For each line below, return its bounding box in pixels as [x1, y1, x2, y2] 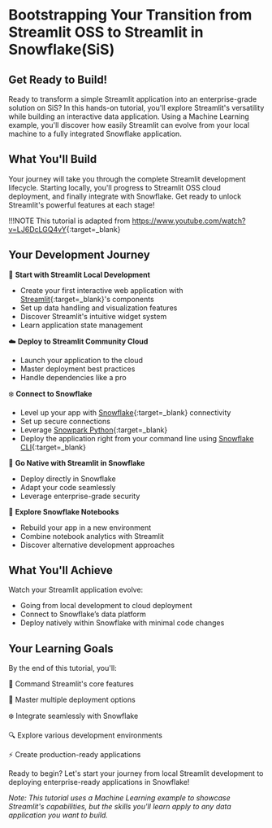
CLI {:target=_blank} [19, 442, 87, 452]
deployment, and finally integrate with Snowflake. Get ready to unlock [8, 191, 242, 201]
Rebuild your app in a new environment [19, 523, 152, 532]
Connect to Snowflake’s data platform [19, 609, 146, 620]
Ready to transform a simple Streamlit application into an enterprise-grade [8, 94, 257, 103]
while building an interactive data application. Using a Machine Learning [8, 112, 249, 121]
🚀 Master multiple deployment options [8, 694, 136, 705]
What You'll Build [8, 152, 97, 166]
